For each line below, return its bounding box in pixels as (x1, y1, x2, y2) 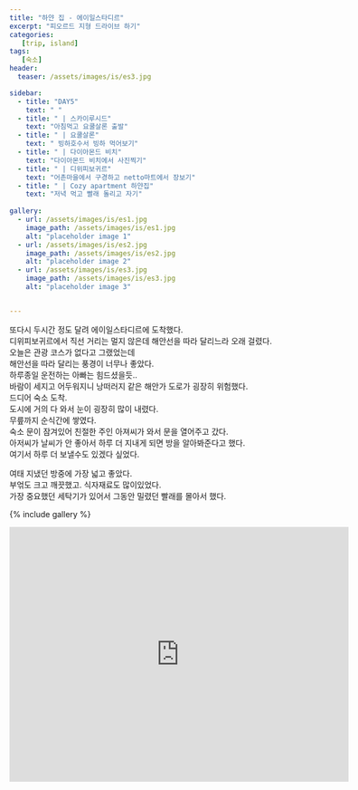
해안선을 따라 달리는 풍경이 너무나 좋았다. (9, 358, 155, 369)
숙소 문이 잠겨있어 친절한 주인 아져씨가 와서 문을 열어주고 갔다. (9, 426, 229, 437)
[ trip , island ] (21, 38, 79, 48)
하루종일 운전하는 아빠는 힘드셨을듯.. (9, 369, 137, 381)
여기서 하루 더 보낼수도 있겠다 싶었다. (9, 448, 140, 459)
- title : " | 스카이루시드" (17, 114, 112, 123)
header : (9, 64, 39, 73)
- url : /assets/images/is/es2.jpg (17, 240, 147, 249)
